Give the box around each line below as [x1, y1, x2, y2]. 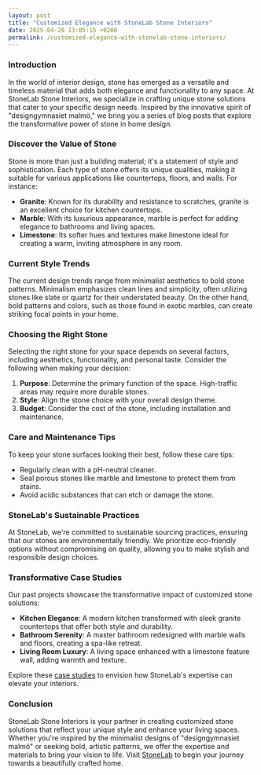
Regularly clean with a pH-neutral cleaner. [19, 465, 156, 474]
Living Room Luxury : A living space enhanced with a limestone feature [19, 647, 250, 656]
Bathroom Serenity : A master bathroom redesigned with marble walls [19, 630, 246, 640]
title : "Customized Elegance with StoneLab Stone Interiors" [8, 19, 213, 27]
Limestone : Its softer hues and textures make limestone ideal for [19, 230, 230, 240]
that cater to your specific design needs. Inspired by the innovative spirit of [8, 102, 252, 112]
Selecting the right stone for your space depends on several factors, [8, 347, 230, 356]
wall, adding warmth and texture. [19, 656, 127, 665]
